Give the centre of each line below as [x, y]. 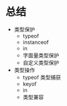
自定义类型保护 [41, 63]
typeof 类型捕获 [42, 77]
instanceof [36, 42]
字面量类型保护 [41, 55]
